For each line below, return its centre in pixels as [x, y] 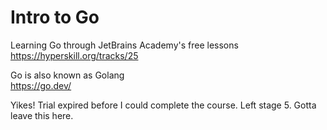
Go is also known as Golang [67, 75]
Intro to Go [55, 17]
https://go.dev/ [41, 85]
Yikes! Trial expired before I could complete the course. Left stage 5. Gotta [163, 105]
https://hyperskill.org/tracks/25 [74, 55]
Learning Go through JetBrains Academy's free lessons [124, 45]
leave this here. [42, 115]
